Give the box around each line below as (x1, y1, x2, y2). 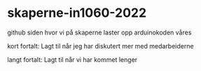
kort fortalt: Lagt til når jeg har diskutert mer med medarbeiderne (7, 41, 194, 50)
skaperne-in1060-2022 (7, 5, 147, 21)
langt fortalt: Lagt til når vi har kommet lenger (7, 55, 138, 64)
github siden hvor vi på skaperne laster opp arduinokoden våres (7, 28, 192, 37)
